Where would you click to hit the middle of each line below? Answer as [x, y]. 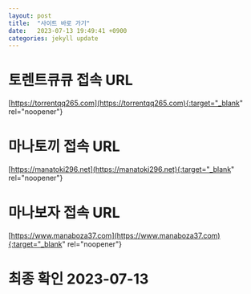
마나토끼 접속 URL [64, 147]
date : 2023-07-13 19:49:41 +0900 [68, 31]
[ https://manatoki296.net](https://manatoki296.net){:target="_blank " [121, 169]
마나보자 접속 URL [64, 213]
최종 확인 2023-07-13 [79, 279]
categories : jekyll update [53, 38]
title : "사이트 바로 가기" [49, 23]
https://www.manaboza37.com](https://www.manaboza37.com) [115, 236]
